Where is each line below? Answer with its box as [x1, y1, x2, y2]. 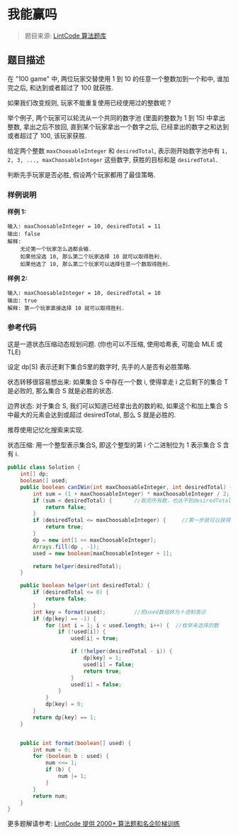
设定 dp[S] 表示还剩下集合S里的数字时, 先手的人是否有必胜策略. [7, 363, 192, 371]
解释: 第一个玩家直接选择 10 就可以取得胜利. [7, 305, 125, 312]
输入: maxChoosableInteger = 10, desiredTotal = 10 [7, 289, 161, 297]
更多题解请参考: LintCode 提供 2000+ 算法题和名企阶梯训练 [7, 819, 181, 828]
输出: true [7, 297, 38, 304]
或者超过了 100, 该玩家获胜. [7, 131, 87, 139]
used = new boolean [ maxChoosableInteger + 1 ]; [33, 550, 173, 557]
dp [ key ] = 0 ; [45, 701, 84, 708]
